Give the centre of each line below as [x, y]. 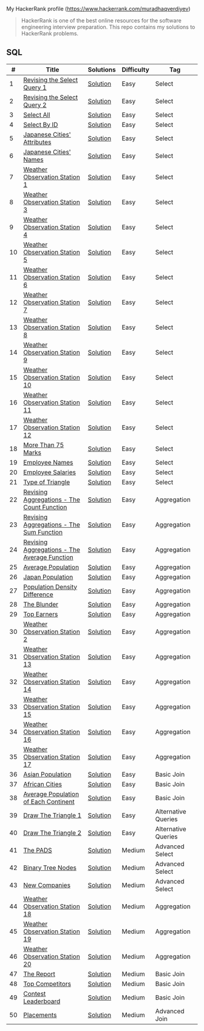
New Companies [47, 885]
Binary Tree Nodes [50, 868]
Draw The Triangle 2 [53, 832]
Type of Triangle [47, 482]
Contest [35, 993]
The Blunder [41, 604]
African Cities [43, 784]
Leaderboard [42, 1001]
